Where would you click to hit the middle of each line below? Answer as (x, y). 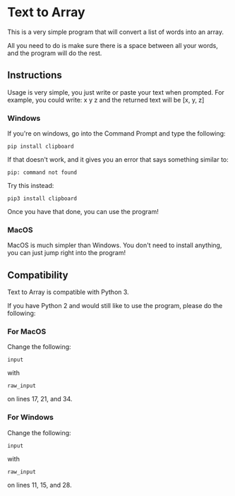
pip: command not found (42, 173)
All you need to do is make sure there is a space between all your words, (113, 45)
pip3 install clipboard (42, 199)
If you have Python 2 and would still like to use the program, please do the (115, 306)
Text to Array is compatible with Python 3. (68, 292)
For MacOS (27, 331)
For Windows (31, 418)
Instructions (35, 75)
